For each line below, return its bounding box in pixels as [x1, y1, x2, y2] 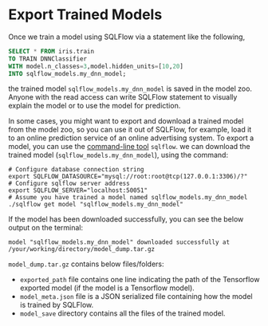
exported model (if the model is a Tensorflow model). [19, 283, 195, 293]
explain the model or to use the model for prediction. [8, 101, 181, 111]
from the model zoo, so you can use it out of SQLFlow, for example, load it [8, 125, 252, 135]
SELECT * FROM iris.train [8, 47, 94, 55]
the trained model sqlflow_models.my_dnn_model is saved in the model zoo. [8, 84, 253, 93]
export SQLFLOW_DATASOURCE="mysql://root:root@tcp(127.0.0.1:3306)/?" [8, 173, 248, 181]
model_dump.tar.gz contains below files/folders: [8, 259, 165, 269]
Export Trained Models [8, 6, 163, 24]
